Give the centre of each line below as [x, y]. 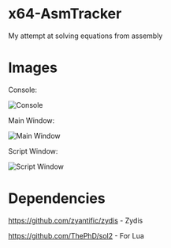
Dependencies [57, 198]
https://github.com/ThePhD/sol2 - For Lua [76, 235]
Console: [23, 90]
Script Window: [33, 151]
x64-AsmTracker [65, 14]
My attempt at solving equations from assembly [85, 36]
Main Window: [32, 120]
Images [33, 68]
